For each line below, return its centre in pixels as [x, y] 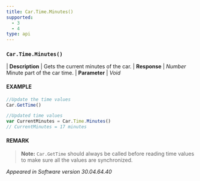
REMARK [18, 140]
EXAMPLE [19, 87]
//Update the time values [38, 99]
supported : [20, 17]
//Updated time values [34, 116]
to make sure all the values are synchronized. [77, 160]
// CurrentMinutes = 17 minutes [46, 127]
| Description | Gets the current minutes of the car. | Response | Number [96, 67]
